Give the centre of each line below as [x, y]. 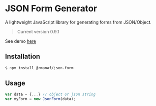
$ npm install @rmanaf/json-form [39, 68]
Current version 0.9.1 [38, 31]
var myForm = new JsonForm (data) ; [41, 99]
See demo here [21, 41]
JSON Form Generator [51, 9]
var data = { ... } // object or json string [50, 94]
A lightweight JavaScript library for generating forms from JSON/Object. [78, 22]
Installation [23, 57]
